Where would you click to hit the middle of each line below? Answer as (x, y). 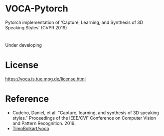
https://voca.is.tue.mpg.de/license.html (45, 79)
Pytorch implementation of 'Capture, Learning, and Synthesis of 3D (74, 22)
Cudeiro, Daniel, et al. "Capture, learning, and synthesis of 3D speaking (86, 113)
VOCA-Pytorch (37, 9)
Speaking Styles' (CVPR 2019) (36, 27)
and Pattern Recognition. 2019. (44, 123)
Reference (27, 99)
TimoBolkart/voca (31, 129)
